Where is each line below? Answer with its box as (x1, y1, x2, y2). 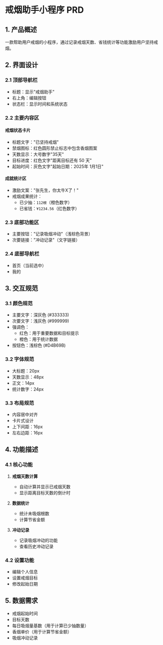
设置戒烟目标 (12, 575, 38, 581)
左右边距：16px (12, 430, 43, 435)
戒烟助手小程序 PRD (5, 4, 84, 16)
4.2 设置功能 (5, 557, 34, 564)
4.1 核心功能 (5, 461, 33, 468)
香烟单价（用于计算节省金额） (12, 628, 72, 634)
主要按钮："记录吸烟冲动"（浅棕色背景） (12, 231, 93, 237)
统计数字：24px (12, 386, 44, 392)
